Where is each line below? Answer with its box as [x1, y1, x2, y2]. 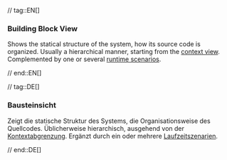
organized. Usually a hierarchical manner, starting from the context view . [7, 48, 221, 56]
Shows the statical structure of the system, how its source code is [7, 40, 201, 48]
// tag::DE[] [7, 82, 40, 91]
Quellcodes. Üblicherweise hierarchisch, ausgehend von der [7, 124, 185, 132]
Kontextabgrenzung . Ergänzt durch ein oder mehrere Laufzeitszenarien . [7, 132, 218, 140]
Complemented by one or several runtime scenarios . [7, 55, 162, 63]
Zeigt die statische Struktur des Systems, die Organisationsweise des [7, 117, 211, 125]
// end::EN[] [7, 69, 42, 78]
